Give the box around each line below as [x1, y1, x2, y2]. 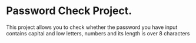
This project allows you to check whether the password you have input [6, 24, 178, 31]
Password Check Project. [6, 4, 132, 18]
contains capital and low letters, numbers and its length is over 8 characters [6, 29, 190, 37]
